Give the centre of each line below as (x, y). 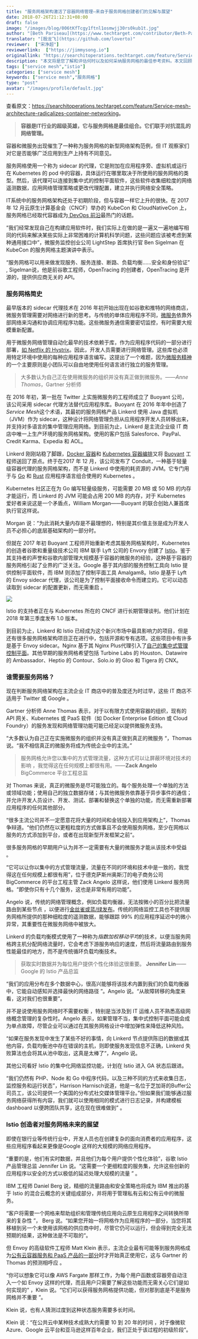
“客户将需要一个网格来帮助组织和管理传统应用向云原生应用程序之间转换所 (95, 1213)
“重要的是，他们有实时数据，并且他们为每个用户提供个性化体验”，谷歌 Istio (97, 1158)
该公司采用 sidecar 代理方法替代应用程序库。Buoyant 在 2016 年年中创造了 (97, 404)
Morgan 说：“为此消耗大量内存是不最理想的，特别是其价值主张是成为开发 (95, 523)
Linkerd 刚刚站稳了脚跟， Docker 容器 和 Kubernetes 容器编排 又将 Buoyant (95, 454)
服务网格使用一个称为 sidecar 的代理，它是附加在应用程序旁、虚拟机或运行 (97, 165)
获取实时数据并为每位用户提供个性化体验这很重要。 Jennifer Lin (98, 964)
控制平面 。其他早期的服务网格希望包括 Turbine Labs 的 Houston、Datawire (97, 653)
